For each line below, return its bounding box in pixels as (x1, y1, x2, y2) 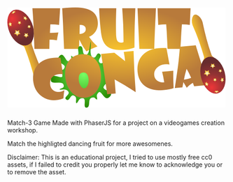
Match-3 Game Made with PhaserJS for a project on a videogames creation (7, 119, 225, 127)
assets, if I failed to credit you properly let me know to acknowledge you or (7, 160, 223, 169)
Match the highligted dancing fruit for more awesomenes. (7, 139, 174, 148)
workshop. (7, 126, 38, 134)
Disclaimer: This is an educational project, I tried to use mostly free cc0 (7, 153, 213, 161)
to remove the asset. (7, 167, 66, 176)
